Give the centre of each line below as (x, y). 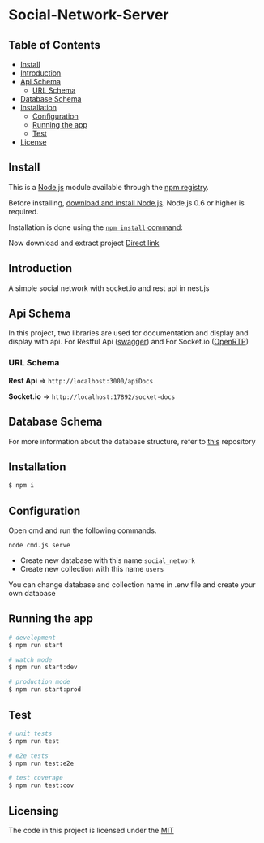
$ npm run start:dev (43, 668)
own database (32, 594)
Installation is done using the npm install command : (96, 227)
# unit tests (30, 733)
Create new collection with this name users (92, 569)
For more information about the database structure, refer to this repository (132, 441)
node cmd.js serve (39, 546)
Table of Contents (55, 45)
